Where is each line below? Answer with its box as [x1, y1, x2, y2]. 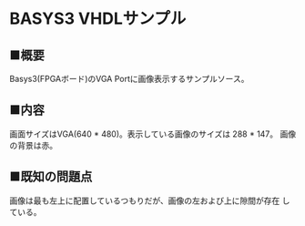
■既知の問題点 [9, 169, 93, 185]
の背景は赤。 [9, 139, 57, 150]
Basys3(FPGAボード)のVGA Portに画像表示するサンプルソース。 [9, 74, 249, 84]
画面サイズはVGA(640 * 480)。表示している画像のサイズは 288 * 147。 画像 [9, 128, 297, 139]
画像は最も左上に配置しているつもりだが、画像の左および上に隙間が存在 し [9, 195, 290, 206]
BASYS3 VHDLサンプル [9, 8, 187, 29]
